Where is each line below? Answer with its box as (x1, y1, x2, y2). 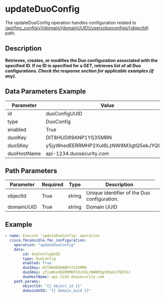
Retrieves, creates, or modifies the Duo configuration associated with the (5, 57, 158, 63)
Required (41, 181, 64, 188)
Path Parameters (5, 166, 57, 175)
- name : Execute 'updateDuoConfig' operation (5, 233, 100, 239)
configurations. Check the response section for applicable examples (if (5, 68, 154, 74)
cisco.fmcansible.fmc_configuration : (9, 238, 87, 243)
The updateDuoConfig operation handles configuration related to (5, 20, 137, 26)
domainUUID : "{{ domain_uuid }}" (23, 288, 91, 293)
